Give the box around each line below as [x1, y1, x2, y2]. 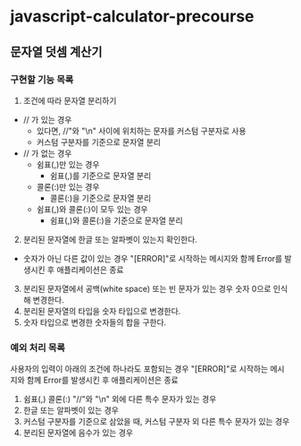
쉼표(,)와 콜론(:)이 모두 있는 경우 [36, 203, 148, 214]
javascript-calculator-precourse [10, 6, 255, 27]
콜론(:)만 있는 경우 [36, 181, 100, 192]
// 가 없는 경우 [22, 148, 72, 159]
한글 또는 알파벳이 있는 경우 [22, 405, 120, 416]
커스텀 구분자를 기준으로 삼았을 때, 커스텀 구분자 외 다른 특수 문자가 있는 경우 [22, 416, 290, 427]
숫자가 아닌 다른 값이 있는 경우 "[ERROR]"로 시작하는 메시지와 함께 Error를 [22, 253, 283, 263]
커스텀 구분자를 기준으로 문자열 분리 [36, 136, 162, 147]
